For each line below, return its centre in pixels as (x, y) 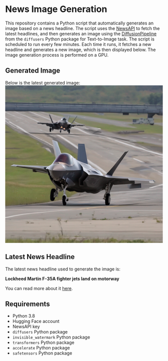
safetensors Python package (42, 353)
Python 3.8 (23, 316)
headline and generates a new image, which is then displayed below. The (80, 49)
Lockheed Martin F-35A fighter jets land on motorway (62, 278)
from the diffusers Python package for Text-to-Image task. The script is (80, 39)
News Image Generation (56, 9)
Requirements (27, 304)
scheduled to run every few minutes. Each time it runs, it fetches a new (78, 44)
